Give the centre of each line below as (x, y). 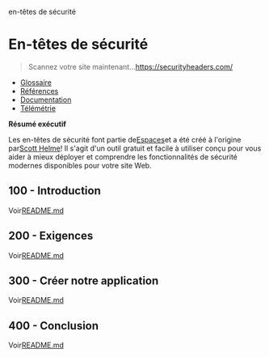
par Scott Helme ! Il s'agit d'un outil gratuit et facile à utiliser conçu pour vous (135, 148)
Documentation (46, 100)
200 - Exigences (51, 236)
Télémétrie (38, 108)
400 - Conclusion (54, 326)
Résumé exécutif (38, 124)
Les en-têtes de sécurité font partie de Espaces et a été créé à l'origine (125, 139)
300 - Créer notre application (84, 280)
